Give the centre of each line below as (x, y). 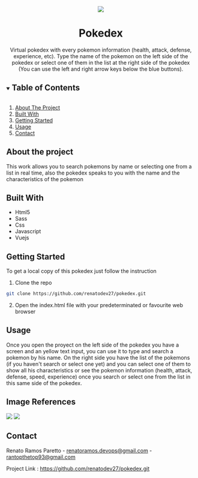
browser (25, 312)
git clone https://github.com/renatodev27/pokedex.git (76, 294)
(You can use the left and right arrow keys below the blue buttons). (101, 69)
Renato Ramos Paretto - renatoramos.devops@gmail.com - (79, 450)
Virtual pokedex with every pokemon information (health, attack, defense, (101, 50)
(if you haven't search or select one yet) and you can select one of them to (98, 364)
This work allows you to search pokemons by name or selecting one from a (99, 166)
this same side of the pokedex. (44, 383)
